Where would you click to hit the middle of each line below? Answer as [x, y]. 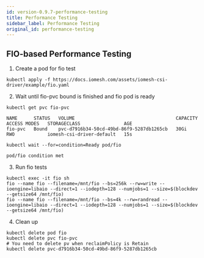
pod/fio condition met [35, 156]
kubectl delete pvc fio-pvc [42, 238]
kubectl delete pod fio [37, 233]
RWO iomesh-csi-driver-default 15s [69, 135]
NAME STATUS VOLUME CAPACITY [102, 119]
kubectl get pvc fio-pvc [38, 108]
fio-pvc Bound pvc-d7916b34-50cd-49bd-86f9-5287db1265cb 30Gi [97, 129]
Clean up [27, 222]
